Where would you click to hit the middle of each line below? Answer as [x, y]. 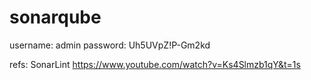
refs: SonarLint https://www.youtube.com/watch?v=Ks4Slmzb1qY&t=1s [155, 64]
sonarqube [55, 17]
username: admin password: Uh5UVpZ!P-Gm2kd [110, 45]
